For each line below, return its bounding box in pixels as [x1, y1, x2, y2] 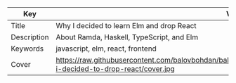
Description [11, 32, 49, 41]
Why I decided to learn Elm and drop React [55, 21, 197, 30]
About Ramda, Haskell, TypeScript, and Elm [55, 32, 199, 41]
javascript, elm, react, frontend [55, 44, 157, 53]
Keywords [11, 44, 44, 53]
